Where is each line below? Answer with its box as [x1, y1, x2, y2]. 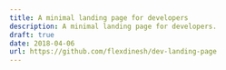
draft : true [9, 30, 54, 39]
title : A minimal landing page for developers [9, 13, 189, 23]
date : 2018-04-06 [9, 38, 75, 48]
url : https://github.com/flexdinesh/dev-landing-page [9, 47, 218, 56]
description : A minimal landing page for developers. [9, 22, 218, 31]
